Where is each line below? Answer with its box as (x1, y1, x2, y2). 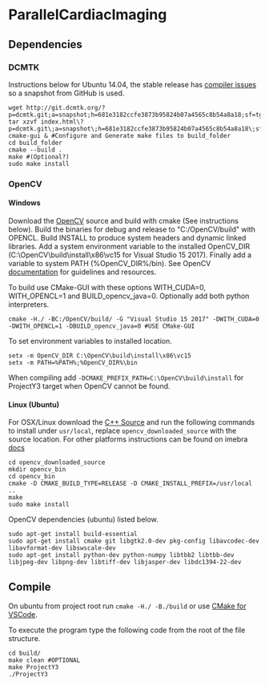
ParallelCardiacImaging (8, 6, 167, 24)
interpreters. (8, 300, 50, 309)
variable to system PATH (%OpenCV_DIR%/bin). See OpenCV (8, 259, 211, 268)
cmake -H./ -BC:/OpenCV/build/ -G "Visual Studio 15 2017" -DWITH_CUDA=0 (8, 315, 260, 323)
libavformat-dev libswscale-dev (8, 544, 116, 552)
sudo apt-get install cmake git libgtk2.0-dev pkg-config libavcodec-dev (8, 537, 260, 546)
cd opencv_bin (8, 473, 56, 481)
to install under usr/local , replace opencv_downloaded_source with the (8, 426, 237, 436)
